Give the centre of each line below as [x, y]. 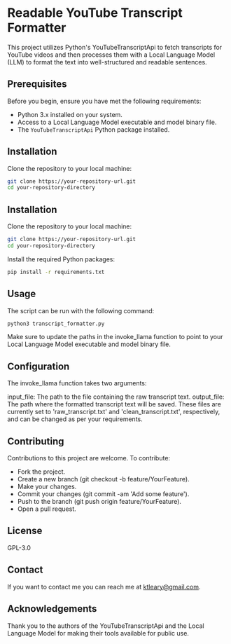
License [25, 531]
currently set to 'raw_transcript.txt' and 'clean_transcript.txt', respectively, [114, 412]
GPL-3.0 [19, 547]
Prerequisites [37, 84]
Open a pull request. [47, 509]
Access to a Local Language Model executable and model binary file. [117, 122]
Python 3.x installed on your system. [70, 114]
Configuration [38, 366]
